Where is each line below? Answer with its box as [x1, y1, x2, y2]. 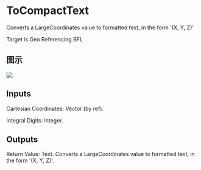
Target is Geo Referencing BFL [6, 35, 83, 43]
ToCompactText [6, 4, 90, 18]
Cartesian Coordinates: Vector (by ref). [6, 105, 104, 112]
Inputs [6, 89, 32, 99]
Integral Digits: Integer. [6, 116, 63, 124]
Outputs [6, 134, 38, 144]
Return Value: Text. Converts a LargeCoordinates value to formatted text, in [6, 151, 195, 158]
